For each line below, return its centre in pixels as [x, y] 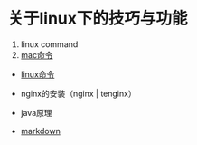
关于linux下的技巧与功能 [98, 19]
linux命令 [38, 74]
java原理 [36, 112]
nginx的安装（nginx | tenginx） [78, 93]
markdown [41, 130]
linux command [49, 44]
